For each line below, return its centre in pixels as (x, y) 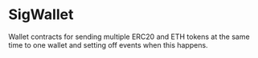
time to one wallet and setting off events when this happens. (108, 44)
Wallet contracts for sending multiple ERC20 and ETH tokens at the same (129, 37)
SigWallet (41, 15)
